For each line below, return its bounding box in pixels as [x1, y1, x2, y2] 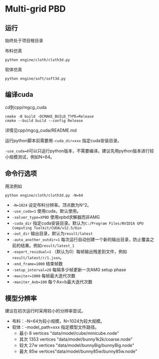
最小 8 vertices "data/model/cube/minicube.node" [19, 330, 119, 336]
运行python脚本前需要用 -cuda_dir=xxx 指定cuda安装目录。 [5, 137, 122, 143]
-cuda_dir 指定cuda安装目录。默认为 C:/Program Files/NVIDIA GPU [12, 220, 144, 226]
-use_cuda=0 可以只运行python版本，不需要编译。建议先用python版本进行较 [5, 148, 154, 153]
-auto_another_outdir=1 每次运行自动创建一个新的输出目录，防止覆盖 [12, 236, 150, 242]
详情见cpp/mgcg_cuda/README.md [5, 127, 77, 133]
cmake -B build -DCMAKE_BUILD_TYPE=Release [5, 114, 94, 119]
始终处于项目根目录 [5, 38, 43, 43]
